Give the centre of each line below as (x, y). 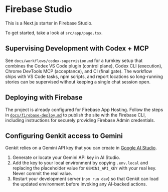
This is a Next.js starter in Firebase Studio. (49, 23)
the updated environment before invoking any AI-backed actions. (80, 184)
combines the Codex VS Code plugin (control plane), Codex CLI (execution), (84, 65)
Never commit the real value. (42, 173)
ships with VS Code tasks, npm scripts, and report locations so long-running (84, 76)
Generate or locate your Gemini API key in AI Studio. (66, 157)
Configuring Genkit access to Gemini (64, 136)
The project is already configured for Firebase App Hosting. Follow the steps (84, 109)
